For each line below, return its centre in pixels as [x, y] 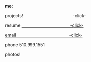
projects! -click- [45, 16]
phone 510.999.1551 [25, 45]
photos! [13, 54]
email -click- [44, 35]
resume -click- [44, 25]
